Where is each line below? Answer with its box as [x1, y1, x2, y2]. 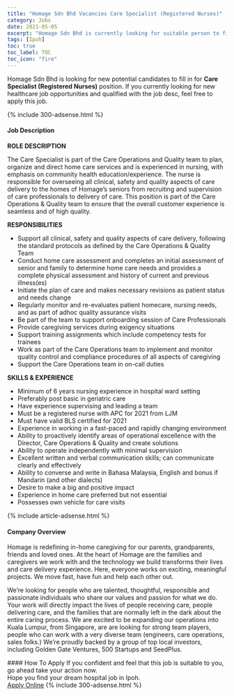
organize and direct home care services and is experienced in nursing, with [7, 162, 224, 171]
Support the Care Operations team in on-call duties [17, 359, 164, 368]
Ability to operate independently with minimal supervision [17, 446, 182, 454]
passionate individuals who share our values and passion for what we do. [7, 594, 218, 602]
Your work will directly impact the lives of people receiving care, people [7, 601, 213, 610]
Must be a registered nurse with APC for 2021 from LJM [17, 409, 178, 417]
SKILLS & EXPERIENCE [7, 373, 74, 382]
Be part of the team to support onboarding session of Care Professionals [17, 315, 226, 324]
